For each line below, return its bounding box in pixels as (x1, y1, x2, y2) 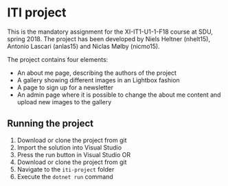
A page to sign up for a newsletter (16, 83, 113, 91)
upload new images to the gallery (16, 97, 112, 106)
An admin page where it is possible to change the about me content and (16, 91, 221, 99)
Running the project (7, 118, 94, 130)
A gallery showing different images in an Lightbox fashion (16, 75, 180, 84)
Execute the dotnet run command (16, 172, 113, 181)
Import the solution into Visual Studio (16, 143, 122, 152)
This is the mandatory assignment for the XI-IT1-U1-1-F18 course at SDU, (7, 27, 213, 36)
